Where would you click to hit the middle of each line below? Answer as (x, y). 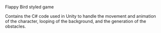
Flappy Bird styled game (30, 7)
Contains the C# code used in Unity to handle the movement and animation (80, 16)
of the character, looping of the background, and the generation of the (76, 21)
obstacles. (15, 26)
